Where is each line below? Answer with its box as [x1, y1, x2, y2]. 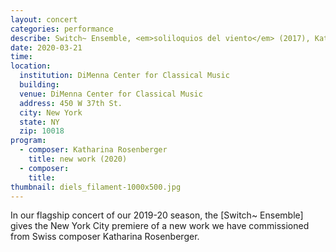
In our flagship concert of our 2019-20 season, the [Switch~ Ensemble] [10, 209, 304, 221]
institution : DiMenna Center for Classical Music [19, 71, 230, 81]
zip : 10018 [19, 126, 65, 136]
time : [10, 52, 33, 62]
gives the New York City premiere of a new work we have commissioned [10, 220, 310, 232]
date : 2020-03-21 [10, 42, 83, 53]
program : [10, 136, 47, 146]
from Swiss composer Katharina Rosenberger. [10, 231, 200, 243]
